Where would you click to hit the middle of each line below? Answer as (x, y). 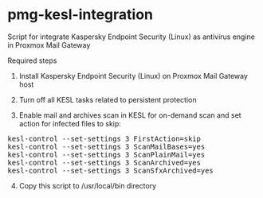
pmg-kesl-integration (80, 15)
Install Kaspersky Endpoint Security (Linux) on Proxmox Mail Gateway (133, 76)
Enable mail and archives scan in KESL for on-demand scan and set (130, 115)
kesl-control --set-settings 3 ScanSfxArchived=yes (111, 170)
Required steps (32, 60)
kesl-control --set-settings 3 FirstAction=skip (104, 138)
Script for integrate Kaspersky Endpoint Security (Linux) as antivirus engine (131, 37)
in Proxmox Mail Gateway (49, 45)
